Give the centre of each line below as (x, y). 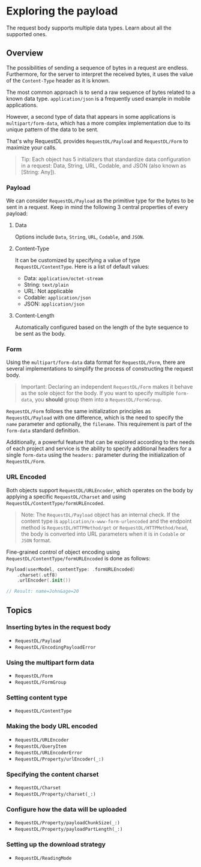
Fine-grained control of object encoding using (63, 552)
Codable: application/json (57, 298)
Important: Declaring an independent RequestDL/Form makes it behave (107, 387)
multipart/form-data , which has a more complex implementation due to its (98, 123)
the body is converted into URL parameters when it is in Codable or (103, 534)
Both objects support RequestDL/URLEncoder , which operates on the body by (100, 490)
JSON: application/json (54, 304)
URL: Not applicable (49, 291)
